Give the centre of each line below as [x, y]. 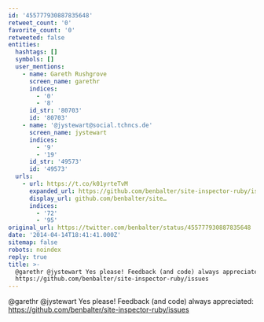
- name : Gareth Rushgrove [65, 74]
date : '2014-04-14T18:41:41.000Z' [65, 235]
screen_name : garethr [64, 81]
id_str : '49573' [55, 162]
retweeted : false [37, 37]
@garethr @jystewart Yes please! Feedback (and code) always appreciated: [131, 302]
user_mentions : [40, 67]
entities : [24, 45]
